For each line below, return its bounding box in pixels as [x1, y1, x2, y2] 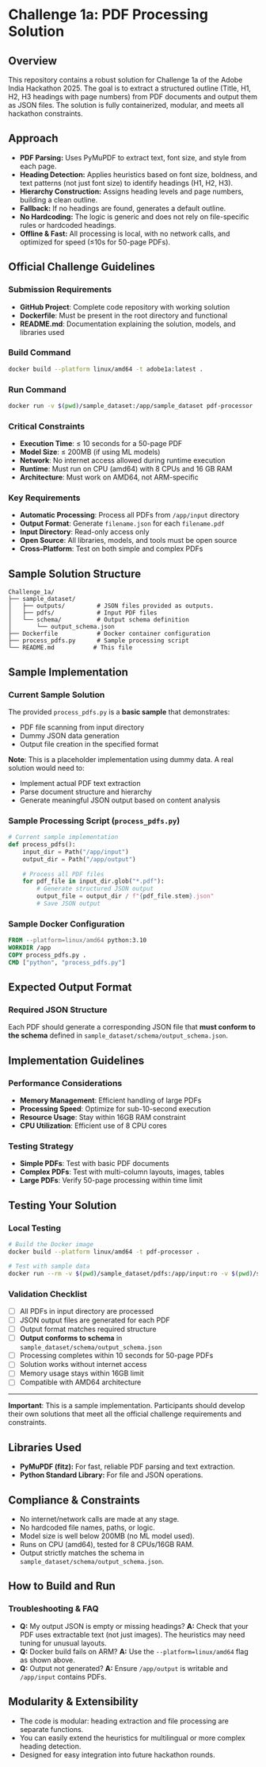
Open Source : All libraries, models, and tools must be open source [19, 536, 237, 545]
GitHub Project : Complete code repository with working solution [19, 302, 230, 311]
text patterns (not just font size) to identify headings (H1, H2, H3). [19, 178, 234, 187]
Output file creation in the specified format [19, 739, 159, 749]
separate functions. [19, 1724, 84, 1734]
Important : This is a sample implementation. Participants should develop [8, 1401, 245, 1411]
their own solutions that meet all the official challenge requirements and [8, 1409, 241, 1419]
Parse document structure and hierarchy [19, 787, 152, 796]
